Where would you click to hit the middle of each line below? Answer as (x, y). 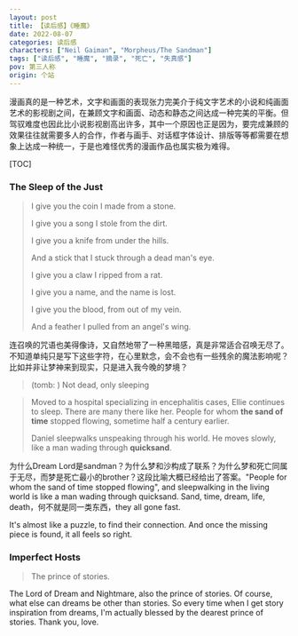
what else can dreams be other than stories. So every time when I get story (146, 603)
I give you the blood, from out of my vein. (106, 310)
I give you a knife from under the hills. (100, 241)
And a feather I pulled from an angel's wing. (111, 327)
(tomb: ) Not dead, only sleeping (90, 385)
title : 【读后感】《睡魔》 (51, 26)
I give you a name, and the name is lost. (103, 292)
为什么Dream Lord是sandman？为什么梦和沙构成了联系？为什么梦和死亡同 (145, 466)
